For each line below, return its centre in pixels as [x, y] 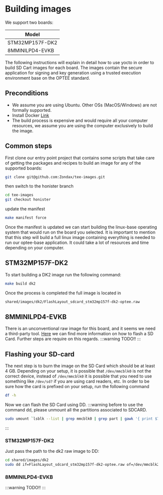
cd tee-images [19, 195]
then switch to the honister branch [39, 186]
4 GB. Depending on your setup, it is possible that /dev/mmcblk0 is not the [78, 371]
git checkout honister [28, 200]
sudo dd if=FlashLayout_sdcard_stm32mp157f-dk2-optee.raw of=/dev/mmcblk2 [82, 465]
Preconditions [27, 93]
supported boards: [24, 168]
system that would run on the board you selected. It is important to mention [80, 232]
